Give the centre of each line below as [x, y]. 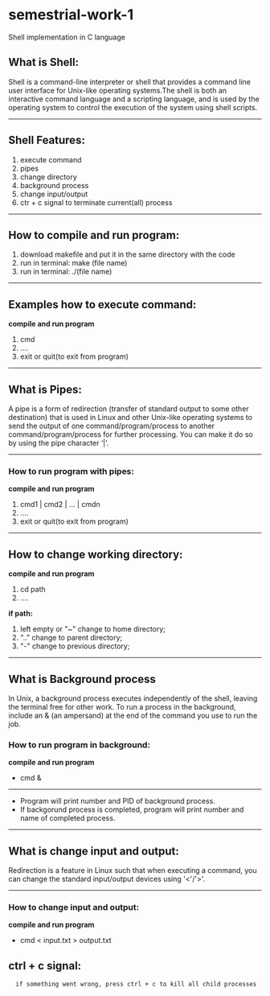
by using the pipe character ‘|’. [59, 443]
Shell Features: [47, 140]
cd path [33, 590]
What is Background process [82, 679]
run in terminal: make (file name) [74, 263]
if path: [21, 614]
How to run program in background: [80, 744]
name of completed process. [67, 818]
